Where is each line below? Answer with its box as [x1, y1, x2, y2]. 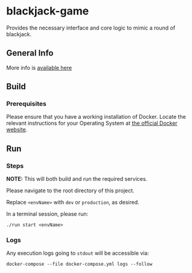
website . [6, 126, 28, 133]
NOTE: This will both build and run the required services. [6, 175, 148, 183]
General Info [6, 48, 54, 58]
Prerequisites [6, 99, 46, 108]
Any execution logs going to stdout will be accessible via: [6, 249, 149, 257]
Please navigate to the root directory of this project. [6, 187, 135, 194]
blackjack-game [6, 4, 89, 18]
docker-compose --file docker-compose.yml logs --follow [6, 261, 153, 268]
